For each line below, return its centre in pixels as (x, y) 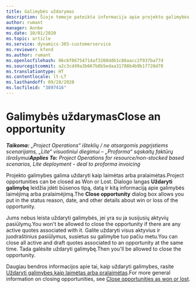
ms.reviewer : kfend (30, 50)
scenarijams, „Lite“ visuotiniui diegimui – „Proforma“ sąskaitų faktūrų (90, 151)
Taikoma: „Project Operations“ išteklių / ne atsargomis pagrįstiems (87, 145)
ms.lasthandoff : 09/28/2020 (40, 83)
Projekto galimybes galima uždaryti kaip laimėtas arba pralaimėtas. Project (95, 175)
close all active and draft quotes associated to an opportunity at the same (94, 242)
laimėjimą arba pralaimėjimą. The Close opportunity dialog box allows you (95, 194)
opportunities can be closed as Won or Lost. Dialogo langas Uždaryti (89, 181)
